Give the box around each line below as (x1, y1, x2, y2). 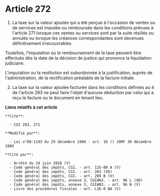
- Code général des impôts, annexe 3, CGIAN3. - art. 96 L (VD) (9, 177, 143, 183)
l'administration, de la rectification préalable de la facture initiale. (5, 75, 135, 81)
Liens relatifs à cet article (5, 104, 58, 110)
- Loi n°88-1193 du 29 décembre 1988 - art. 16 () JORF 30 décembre (9, 139, 152, 144)
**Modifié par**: (5, 131, 40, 135)
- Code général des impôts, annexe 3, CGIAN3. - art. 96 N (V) (9, 182, 140, 187)
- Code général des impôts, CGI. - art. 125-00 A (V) (9, 165, 121, 170)
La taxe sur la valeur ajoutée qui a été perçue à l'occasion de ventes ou (12, 20, 155, 25)
